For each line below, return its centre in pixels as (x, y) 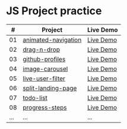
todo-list (35, 97)
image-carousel (45, 68)
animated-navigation (52, 40)
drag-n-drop (42, 49)
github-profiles (44, 59)
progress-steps (45, 107)
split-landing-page (50, 88)
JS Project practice (54, 11)
